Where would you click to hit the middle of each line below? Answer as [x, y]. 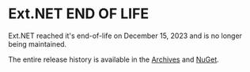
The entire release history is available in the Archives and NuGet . [114, 59]
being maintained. [38, 44]
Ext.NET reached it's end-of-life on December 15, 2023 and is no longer [125, 36]
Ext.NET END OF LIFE [78, 14]
